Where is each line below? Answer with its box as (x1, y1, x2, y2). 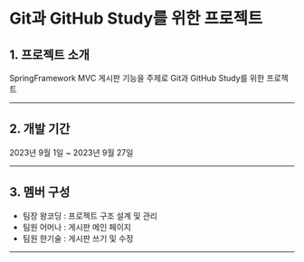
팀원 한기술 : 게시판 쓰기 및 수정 (22, 232, 134, 244)
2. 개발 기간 (9, 121, 71, 136)
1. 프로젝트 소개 (9, 47, 90, 62)
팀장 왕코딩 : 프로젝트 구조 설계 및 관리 (22, 210, 158, 221)
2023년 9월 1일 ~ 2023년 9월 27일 (9, 146, 134, 158)
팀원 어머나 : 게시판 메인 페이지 (22, 221, 131, 232)
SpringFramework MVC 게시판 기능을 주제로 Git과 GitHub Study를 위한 (9, 73, 265, 83)
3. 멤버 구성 (9, 184, 71, 200)
